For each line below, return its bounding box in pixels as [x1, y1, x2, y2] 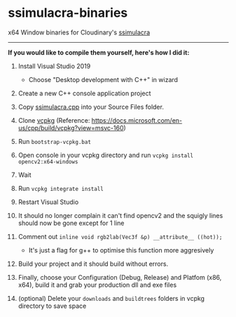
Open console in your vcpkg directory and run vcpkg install [18, 151, 194, 159]
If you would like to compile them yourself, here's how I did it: [8, 48, 190, 57]
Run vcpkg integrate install [18, 184, 104, 192]
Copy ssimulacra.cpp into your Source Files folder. [18, 102, 164, 111]
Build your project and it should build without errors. [18, 259, 169, 268]
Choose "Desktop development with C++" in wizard [28, 75, 178, 83]
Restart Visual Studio [18, 198, 79, 206]
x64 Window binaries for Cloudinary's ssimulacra [8, 28, 150, 36]
